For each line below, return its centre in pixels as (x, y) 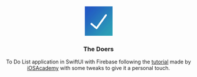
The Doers (98, 49)
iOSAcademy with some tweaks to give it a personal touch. (98, 68)
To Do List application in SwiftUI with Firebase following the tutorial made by (98, 62)
